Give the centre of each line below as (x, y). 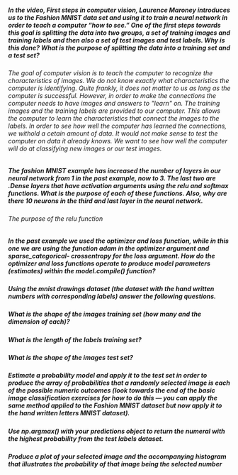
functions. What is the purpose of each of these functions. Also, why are (118, 193)
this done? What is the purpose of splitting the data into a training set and (119, 48)
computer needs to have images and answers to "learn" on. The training (114, 103)
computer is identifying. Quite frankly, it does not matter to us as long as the (119, 88)
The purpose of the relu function (56, 218)
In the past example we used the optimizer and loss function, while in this (119, 241)
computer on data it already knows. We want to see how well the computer (118, 141)
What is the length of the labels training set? (75, 339)
